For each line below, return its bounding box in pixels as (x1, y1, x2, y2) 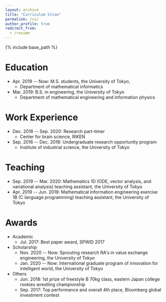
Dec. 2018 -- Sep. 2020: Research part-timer (12, 128, 105, 134)
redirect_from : (5, 26, 37, 31)
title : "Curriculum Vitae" (5, 12, 61, 17)
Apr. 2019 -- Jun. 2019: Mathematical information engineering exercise (12, 188, 158, 195)
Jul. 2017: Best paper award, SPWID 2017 (19, 238, 105, 245)
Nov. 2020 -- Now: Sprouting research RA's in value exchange (19, 249, 148, 255)
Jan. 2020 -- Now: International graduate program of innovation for (19, 260, 159, 266)
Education (5, 62, 48, 73)
